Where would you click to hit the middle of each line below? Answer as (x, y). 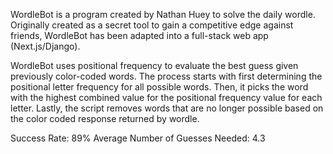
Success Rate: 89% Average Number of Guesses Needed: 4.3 (138, 138)
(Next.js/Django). (45, 46)
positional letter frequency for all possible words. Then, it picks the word (159, 87)
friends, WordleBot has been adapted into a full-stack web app (139, 35)
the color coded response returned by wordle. (105, 118)
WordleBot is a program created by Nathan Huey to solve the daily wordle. (163, 14)
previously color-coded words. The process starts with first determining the (166, 76)
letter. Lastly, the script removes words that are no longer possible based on (167, 108)
